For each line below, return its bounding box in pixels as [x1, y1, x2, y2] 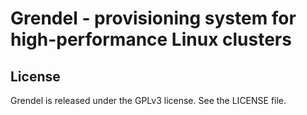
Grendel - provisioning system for [10, 7, 297, 30]
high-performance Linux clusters [10, 28, 292, 51]
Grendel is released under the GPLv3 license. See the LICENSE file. [10, 95, 287, 106]
